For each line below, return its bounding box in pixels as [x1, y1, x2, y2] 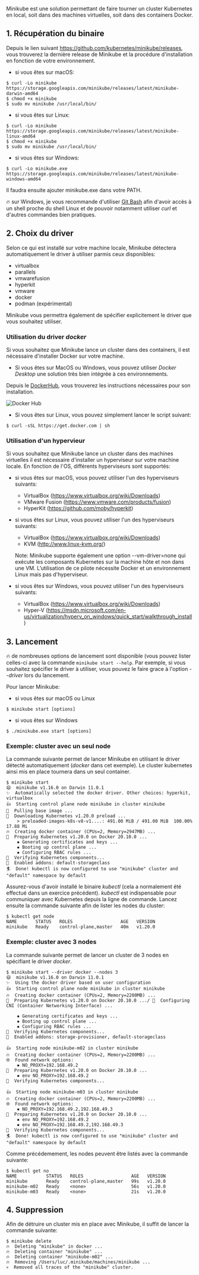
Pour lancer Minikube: [6, 683, 61, 690]
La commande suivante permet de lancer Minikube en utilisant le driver [6, 755, 180, 762]
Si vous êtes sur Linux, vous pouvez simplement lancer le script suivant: [14, 411, 191, 418]
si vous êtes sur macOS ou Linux [14, 695, 95, 702]
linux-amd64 [6, 133, 36, 139]
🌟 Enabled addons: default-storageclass [6, 860, 110, 866]
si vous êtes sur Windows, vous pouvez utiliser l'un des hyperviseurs [14, 583, 184, 590]
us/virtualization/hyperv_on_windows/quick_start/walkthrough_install [23, 613, 192, 620]
